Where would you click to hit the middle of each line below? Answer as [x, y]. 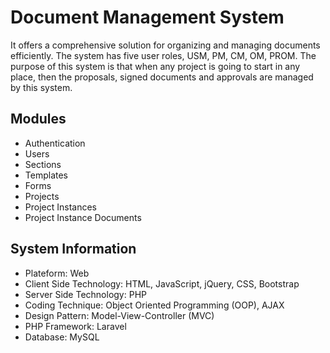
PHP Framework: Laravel [75, 326]
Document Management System [147, 17]
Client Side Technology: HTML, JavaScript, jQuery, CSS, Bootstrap [162, 283]
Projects [42, 196]
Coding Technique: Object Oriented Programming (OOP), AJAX [154, 305]
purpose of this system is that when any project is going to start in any [155, 66]
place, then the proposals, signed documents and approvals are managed [162, 77]
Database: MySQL [62, 337]
